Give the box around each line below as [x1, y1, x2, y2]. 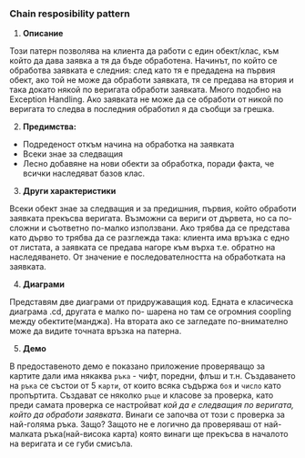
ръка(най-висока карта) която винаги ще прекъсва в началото [44, 429, 289, 440]
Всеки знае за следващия [22, 148, 124, 159]
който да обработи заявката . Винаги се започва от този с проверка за [9, 409, 285, 421]
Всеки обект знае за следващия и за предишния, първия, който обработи [9, 203, 297, 214]
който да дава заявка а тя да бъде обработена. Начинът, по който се [9, 56, 278, 66]
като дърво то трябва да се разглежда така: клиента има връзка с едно [9, 232, 290, 243]
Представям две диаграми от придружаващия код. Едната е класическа [9, 297, 294, 308]
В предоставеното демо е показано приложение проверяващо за [9, 361, 266, 371]
